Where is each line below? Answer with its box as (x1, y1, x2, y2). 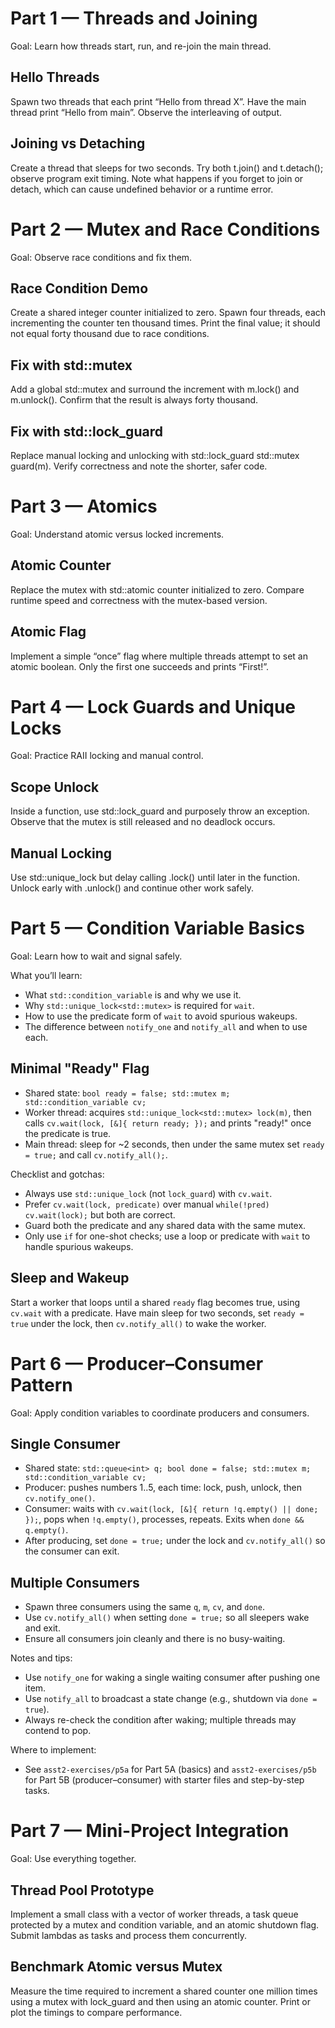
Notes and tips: (10, 1652, 73, 1664)
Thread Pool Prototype (10, 1882, 155, 1899)
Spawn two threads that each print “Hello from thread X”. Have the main (10, 95, 307, 107)
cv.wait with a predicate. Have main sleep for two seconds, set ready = (10, 1307, 305, 1319)
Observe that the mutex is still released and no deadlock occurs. (10, 816, 276, 828)
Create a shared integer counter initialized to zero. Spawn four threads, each (10, 307, 327, 319)
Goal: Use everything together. (10, 1853, 137, 1865)
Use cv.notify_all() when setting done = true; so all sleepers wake (24, 1612, 310, 1624)
